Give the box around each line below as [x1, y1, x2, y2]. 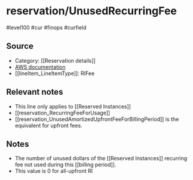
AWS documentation [14, 63, 66, 70]
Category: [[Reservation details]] [14, 57, 96, 64]
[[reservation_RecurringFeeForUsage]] [14, 109, 111, 116]
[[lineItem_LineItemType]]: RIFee [14, 70, 95, 77]
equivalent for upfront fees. [14, 122, 82, 129]
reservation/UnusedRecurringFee [6, 4, 177, 18]
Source [6, 41, 34, 51]
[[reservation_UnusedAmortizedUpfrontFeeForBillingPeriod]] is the [14, 115, 179, 123]
